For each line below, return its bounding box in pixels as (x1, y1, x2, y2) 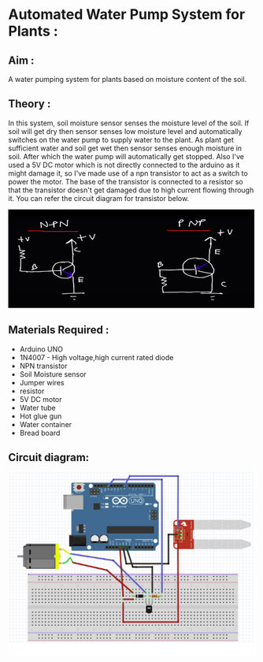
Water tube (19, 403, 57, 412)
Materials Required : (8, 323, 109, 337)
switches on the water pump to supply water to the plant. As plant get (8, 135, 235, 144)
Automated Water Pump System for (8, 6, 246, 24)
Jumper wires (19, 377, 65, 387)
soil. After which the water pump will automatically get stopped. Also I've (8, 151, 244, 161)
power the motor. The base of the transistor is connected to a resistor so (8, 177, 243, 186)
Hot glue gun (19, 411, 62, 421)
